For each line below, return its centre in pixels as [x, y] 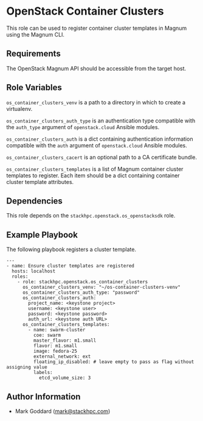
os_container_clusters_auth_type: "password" [81, 293]
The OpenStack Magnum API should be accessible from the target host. [96, 68]
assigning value [27, 367]
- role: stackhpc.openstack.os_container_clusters [83, 282]
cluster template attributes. [40, 182]
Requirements [33, 54]
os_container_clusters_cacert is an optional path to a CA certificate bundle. [102, 157]
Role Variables [34, 87]
